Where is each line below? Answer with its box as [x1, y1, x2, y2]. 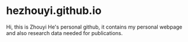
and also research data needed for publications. [6, 29, 123, 36]
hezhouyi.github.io [6, 4, 102, 17]
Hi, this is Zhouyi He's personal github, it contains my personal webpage [6, 23, 183, 30]
